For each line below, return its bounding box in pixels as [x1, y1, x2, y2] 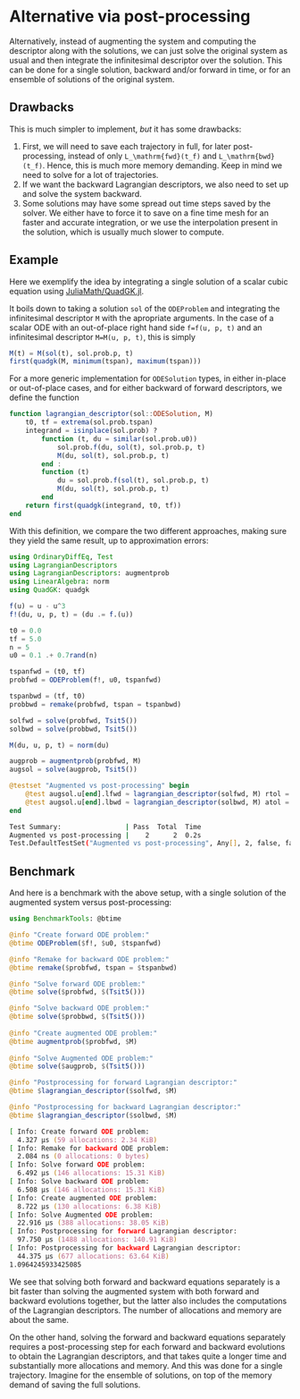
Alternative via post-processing [9, 6, 251, 27]
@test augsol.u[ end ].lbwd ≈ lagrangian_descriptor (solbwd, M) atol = [25, 798, 290, 807]
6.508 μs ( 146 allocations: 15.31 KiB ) [17, 1185, 166, 1194]
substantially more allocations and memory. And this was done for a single [9, 1360, 283, 1370]
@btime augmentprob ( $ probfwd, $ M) [9, 1037, 138, 1046]
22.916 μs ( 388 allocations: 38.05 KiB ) [17, 1218, 170, 1227]
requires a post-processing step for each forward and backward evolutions [9, 1341, 286, 1352]
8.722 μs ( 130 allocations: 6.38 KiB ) [17, 1201, 162, 1211]
